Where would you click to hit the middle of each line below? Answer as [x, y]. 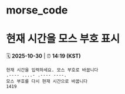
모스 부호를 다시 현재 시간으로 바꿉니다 [47, 82]
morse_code [37, 10]
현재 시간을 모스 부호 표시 [63, 39]
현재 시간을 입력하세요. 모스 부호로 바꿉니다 [52, 70]
